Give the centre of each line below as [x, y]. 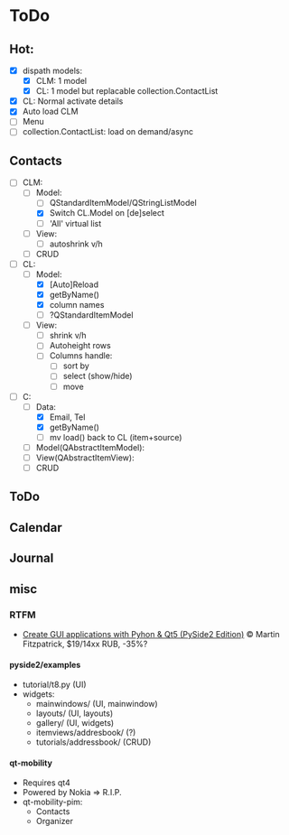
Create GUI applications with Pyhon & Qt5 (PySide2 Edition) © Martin [151, 634]
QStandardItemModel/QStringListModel [123, 203]
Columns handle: [81, 356]
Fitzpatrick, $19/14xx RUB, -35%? [85, 644]
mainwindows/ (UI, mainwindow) [97, 704]
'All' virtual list [75, 223]
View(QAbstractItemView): [85, 458]
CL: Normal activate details [73, 101]
